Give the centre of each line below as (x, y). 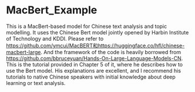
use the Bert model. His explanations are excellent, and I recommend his (93, 70)
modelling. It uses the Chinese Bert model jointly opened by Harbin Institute (97, 32)
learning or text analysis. (36, 83)
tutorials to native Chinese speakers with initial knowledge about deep (91, 77)
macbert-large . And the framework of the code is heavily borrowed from (94, 52)
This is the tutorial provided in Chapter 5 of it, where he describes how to (95, 64)
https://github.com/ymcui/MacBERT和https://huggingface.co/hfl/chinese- (95, 45)
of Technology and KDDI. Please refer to (55, 38)
